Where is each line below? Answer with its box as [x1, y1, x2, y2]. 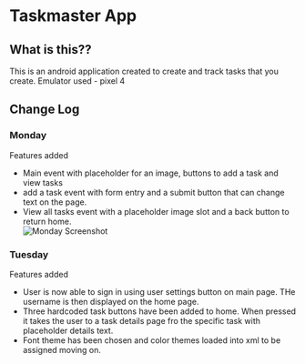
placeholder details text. [22, 325, 114, 336]
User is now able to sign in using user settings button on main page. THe [22, 286, 296, 297]
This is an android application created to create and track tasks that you [9, 66, 280, 76]
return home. [22, 216, 72, 227]
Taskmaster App [9, 5, 137, 26]
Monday [9, 129, 47, 142]
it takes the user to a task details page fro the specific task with [22, 315, 261, 326]
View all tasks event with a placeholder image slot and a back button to [22, 206, 290, 217]
